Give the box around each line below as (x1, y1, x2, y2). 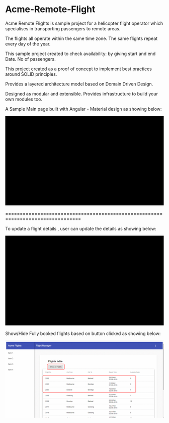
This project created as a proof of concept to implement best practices (5, 66, 152, 72)
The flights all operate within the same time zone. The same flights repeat (5, 35, 158, 41)
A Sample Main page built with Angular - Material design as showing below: (5, 106, 162, 112)
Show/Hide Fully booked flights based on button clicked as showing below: (5, 330, 161, 337)
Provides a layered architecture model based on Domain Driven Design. (5, 81, 153, 87)
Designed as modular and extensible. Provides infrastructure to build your (5, 90, 158, 97)
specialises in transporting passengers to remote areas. (5, 25, 121, 31)
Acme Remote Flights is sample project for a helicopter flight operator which (5, 20, 163, 26)
